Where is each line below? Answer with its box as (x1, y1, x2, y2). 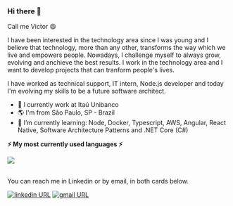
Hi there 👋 (7, 6, 42, 16)
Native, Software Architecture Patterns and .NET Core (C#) (17, 126, 189, 134)
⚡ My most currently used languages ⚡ (7, 140, 123, 148)
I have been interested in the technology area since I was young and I (7, 36, 209, 44)
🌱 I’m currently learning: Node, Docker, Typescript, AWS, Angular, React (17, 119, 227, 127)
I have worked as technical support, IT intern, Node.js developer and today (7, 79, 224, 88)
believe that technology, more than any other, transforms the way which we (7, 44, 226, 52)
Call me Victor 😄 (7, 22, 56, 31)
